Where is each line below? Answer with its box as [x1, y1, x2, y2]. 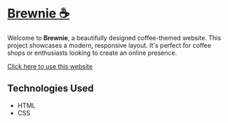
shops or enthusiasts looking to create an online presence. [7, 48, 177, 57]
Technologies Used [7, 82, 94, 95]
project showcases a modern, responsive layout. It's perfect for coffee [7, 41, 212, 49]
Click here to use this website [7, 62, 93, 70]
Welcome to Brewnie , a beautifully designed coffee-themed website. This [7, 33, 222, 42]
